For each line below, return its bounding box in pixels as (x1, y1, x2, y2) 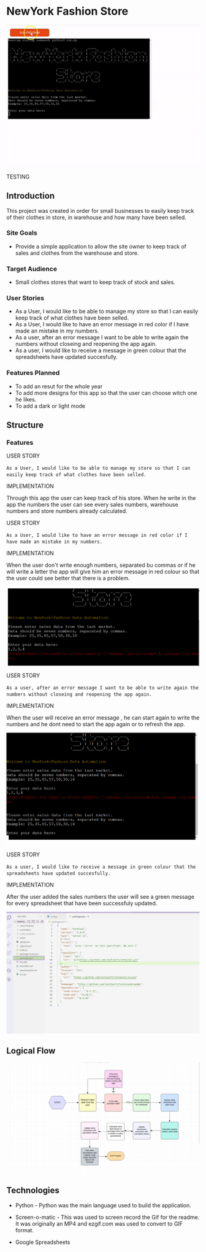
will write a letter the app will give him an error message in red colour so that (6, 568, 200, 575)
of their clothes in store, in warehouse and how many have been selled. (6, 213, 187, 221)
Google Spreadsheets (15, 1238, 71, 1246)
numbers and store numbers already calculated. (6, 507, 128, 515)
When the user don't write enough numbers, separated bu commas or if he (6, 561, 196, 569)
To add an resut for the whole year (15, 382, 103, 390)
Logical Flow (6, 1046, 56, 1056)
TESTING (6, 173, 30, 180)
